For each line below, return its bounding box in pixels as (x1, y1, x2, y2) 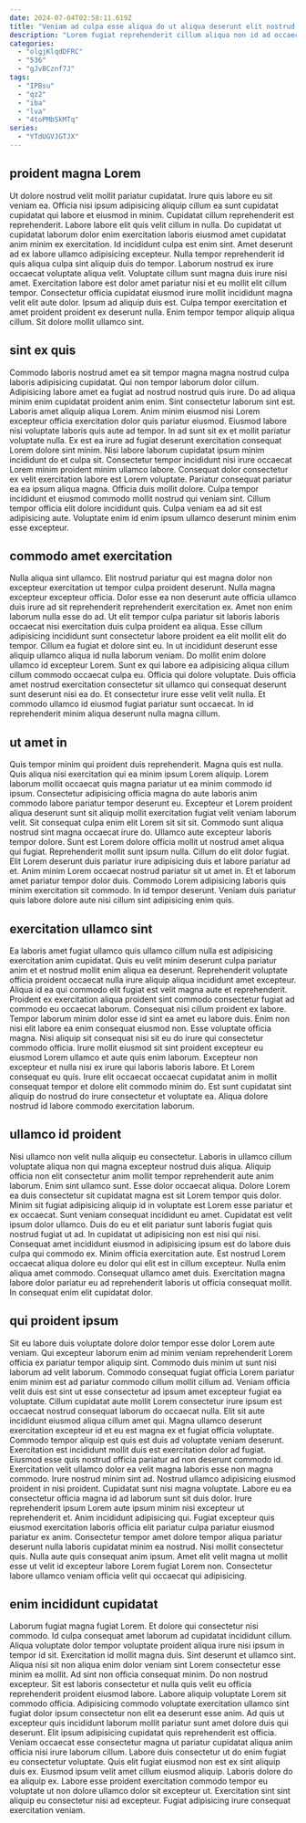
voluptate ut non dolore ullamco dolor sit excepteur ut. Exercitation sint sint (9, 1786, 291, 1797)
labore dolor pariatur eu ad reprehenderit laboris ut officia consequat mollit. (9, 1276, 292, 1287)
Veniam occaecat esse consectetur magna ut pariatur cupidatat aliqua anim (9, 1737, 293, 1748)
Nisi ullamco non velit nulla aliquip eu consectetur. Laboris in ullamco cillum (9, 1151, 292, 1162)
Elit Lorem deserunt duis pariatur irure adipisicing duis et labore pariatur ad (9, 856, 291, 867)
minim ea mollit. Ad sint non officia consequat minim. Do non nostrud (9, 1669, 269, 1680)
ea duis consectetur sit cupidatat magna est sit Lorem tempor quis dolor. (9, 1190, 282, 1201)
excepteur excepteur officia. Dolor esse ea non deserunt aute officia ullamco (9, 592, 297, 603)
